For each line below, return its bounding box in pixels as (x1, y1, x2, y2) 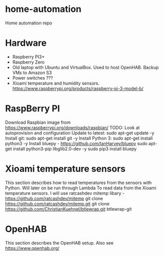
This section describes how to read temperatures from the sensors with (5, 179, 152, 185)
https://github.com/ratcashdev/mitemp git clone (5, 195, 103, 201)
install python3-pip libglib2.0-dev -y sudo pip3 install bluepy (13, 146, 137, 152)
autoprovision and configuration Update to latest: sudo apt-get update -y (5, 130, 155, 136)
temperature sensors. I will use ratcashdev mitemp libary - (5, 190, 125, 196)
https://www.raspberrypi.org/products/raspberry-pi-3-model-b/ (12, 85, 144, 91)
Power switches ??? (12, 75, 53, 81)
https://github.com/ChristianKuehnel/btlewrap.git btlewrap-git (5, 206, 132, 212)
